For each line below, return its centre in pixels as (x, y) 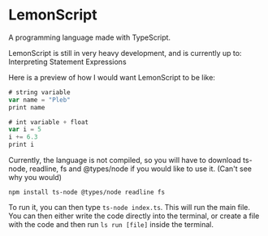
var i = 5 (25, 130)
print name (27, 107)
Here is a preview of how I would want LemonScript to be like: (112, 77)
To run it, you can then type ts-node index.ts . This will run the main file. (129, 208)
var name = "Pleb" (39, 100)
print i (22, 145)
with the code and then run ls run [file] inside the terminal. (111, 225)
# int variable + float (49, 122)
